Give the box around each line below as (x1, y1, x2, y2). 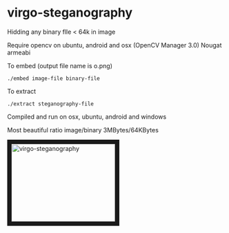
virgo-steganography (7, 5, 133, 21)
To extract (7, 87, 37, 95)
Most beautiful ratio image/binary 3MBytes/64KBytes (7, 125, 159, 134)
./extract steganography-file (7, 100, 94, 108)
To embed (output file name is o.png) (7, 61, 112, 70)
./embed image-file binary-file (7, 74, 100, 82)
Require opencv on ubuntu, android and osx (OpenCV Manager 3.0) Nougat (7, 41, 222, 49)
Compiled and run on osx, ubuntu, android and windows (7, 112, 167, 121)
